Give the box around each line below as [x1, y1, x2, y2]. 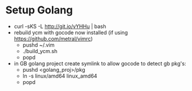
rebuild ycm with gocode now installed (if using [13, 29, 128, 36]
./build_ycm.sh [22, 47, 58, 54]
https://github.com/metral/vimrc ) [13, 35, 93, 42]
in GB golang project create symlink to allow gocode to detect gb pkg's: [13, 60, 186, 67]
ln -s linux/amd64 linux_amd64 [22, 72, 97, 79]
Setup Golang [5, 3, 74, 17]
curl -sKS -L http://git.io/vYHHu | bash [13, 23, 106, 30]
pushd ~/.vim [22, 41, 55, 48]
